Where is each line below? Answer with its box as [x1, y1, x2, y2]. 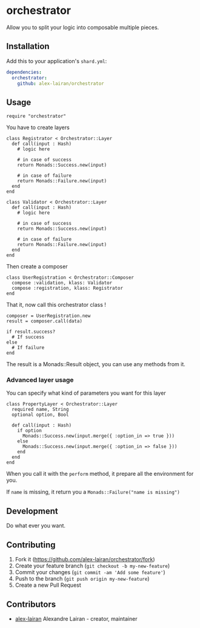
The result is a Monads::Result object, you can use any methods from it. [6, 361, 186, 368]
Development [6, 506, 59, 516]
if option [17, 428, 42, 434]
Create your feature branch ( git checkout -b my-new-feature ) [15, 562, 170, 570]
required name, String [12, 407, 69, 413]
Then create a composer [6, 263, 68, 270]
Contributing [6, 539, 56, 550]
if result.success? [6, 329, 56, 335]
